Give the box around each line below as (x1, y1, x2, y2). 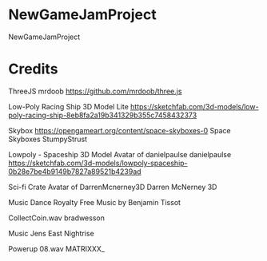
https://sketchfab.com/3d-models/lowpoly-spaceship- (8, 158, 188, 168)
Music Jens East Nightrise (8, 228, 94, 238)
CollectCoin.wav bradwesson (8, 213, 106, 223)
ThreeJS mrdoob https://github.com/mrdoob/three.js (8, 86, 182, 96)
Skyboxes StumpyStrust (8, 134, 88, 144)
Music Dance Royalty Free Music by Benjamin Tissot (8, 197, 181, 207)
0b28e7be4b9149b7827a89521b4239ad (8, 166, 141, 176)
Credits (8, 60, 58, 78)
